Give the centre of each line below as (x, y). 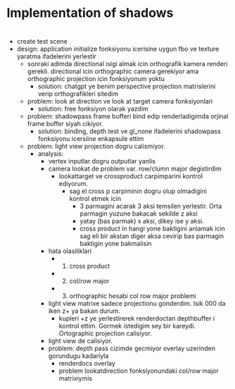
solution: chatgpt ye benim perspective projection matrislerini (127, 87)
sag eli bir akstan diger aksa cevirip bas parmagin (152, 236)
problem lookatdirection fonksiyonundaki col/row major (139, 371)
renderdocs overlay (87, 364)
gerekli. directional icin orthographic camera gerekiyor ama (113, 71)
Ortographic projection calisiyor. (106, 333)
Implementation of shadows (90, 13)
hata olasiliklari (70, 251)
